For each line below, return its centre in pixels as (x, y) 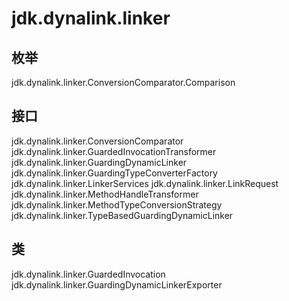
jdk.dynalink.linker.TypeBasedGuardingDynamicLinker (122, 215)
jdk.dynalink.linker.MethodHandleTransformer (105, 194)
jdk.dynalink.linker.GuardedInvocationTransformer (114, 151)
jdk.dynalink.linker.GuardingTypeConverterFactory (114, 173)
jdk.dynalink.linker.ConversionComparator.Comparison (123, 82)
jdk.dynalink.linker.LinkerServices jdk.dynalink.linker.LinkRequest (145, 183)
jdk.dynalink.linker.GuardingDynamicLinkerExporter (117, 284)
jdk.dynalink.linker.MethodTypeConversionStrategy (117, 204)
